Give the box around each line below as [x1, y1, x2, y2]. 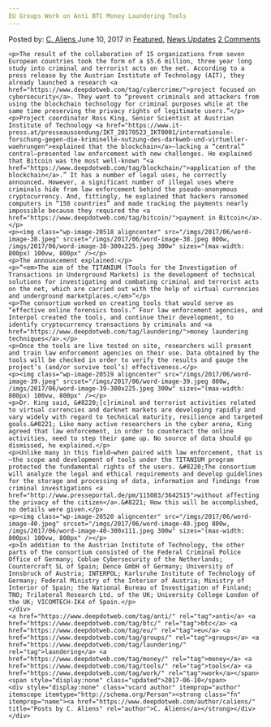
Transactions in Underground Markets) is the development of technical [8, 270, 256, 279]
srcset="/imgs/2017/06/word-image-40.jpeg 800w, [62, 520, 230, 528]
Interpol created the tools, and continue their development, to [8, 313, 234, 321]
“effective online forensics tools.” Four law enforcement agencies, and [8, 306, 264, 314]
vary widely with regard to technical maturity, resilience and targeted [8, 412, 264, 421]
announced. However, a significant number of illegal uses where [8, 178, 234, 186]
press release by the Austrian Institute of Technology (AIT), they [8, 71, 245, 80]
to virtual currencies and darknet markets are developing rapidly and [8, 406, 256, 414]
